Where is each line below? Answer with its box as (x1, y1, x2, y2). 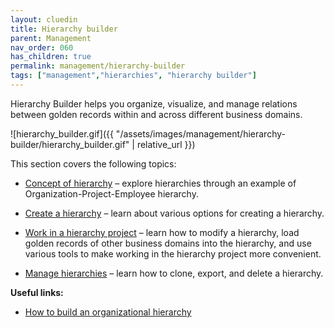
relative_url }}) (136, 138, 196, 150)
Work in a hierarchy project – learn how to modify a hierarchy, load (24, 226, 300, 238)
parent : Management (10, 33, 92, 43)
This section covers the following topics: (10, 157, 177, 170)
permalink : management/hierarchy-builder (10, 61, 186, 71)
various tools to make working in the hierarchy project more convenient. (24, 247, 322, 260)
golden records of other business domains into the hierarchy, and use (24, 237, 312, 249)
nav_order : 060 (10, 42, 74, 53)
